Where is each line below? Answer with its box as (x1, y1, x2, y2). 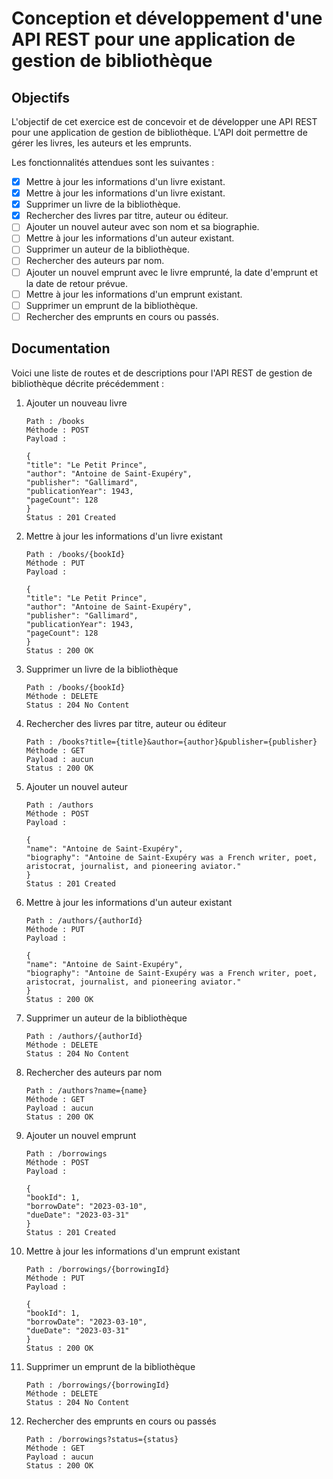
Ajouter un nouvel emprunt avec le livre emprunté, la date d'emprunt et (25, 266, 318, 278)
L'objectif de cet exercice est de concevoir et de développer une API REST (11, 116, 318, 127)
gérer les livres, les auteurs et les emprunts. (11, 137, 192, 149)
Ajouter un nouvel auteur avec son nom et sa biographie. (25, 221, 260, 233)
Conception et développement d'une (11, 7, 323, 30)
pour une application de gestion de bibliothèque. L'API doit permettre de (11, 127, 308, 138)
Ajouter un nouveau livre (25, 397, 128, 409)
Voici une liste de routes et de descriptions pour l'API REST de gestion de (11, 367, 313, 379)
